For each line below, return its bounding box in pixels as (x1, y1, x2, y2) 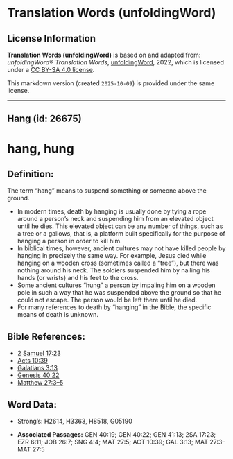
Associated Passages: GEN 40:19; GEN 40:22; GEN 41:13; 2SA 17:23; (17, 431, 216, 439)
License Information (7, 33, 96, 44)
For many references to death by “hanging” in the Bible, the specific (17, 303, 212, 311)
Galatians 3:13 (17, 364, 58, 372)
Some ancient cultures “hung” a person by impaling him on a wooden (17, 281, 216, 289)
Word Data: (7, 399, 58, 410)
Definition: (7, 168, 54, 180)
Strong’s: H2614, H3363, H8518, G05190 (17, 417, 133, 426)
